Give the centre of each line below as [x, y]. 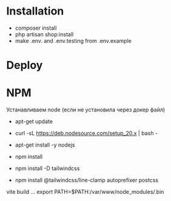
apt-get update [34, 122]
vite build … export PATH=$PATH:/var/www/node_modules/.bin [85, 192]
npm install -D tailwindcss [47, 168]
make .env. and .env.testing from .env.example [73, 41]
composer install [36, 28]
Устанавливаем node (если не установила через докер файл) [86, 110]
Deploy [25, 65]
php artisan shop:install [44, 34]
